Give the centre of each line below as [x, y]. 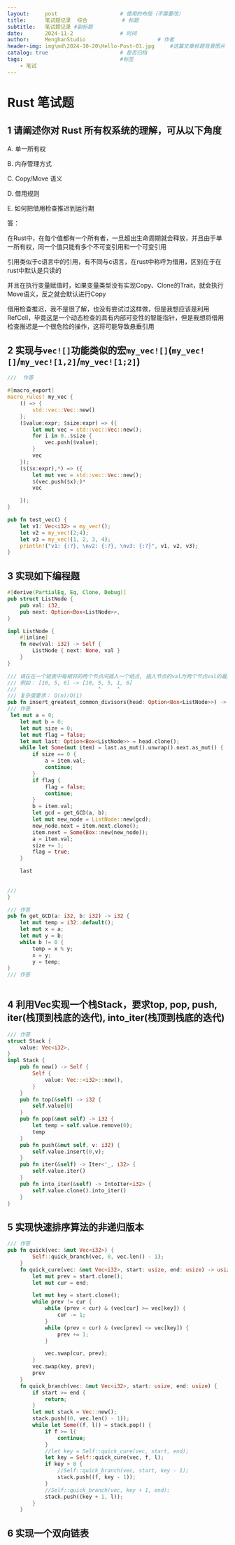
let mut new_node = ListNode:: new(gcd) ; [92, 819]
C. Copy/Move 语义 [35, 178]
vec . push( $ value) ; [71, 443]
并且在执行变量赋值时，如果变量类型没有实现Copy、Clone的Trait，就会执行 [115, 285]
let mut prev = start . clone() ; [78, 1276]
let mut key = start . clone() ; [76, 1295]
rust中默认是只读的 [34, 270]
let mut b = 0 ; [42, 721]
